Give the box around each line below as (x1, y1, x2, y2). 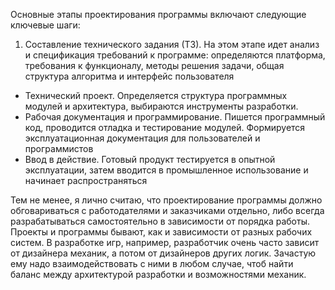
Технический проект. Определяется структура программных (24, 90, 288, 101)
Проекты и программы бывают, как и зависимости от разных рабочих (10, 226, 313, 238)
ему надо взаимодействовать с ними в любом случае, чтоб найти (10, 258, 294, 269)
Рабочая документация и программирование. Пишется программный (24, 111, 326, 123)
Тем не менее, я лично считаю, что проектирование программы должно (10, 194, 323, 206)
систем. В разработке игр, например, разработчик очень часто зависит (10, 237, 320, 248)
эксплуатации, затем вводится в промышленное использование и (24, 164, 309, 176)
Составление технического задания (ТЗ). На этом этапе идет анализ (24, 39, 320, 50)
